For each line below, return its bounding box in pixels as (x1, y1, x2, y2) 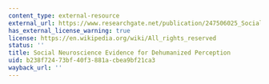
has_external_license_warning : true (8, 26, 130, 34)
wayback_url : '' (8, 64, 62, 72)
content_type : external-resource (8, 11, 120, 20)
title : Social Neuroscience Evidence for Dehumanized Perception (8, 49, 231, 57)
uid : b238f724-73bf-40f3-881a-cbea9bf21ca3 (8, 57, 156, 65)
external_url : (8, 19, 56, 27)
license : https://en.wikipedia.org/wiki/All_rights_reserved (8, 34, 217, 42)
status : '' (8, 42, 45, 50)
